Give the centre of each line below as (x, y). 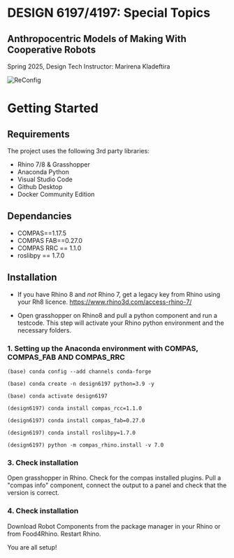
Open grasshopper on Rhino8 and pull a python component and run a (117, 315)
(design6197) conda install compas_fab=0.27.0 (76, 420)
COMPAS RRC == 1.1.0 (49, 248)
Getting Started (53, 108)
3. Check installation (43, 462)
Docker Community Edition (56, 194)
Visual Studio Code (45, 179)
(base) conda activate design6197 (58, 396)
